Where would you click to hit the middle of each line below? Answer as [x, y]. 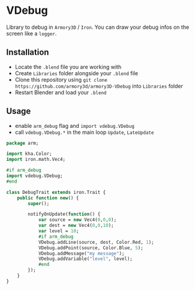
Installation [28, 53]
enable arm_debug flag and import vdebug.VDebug [75, 125]
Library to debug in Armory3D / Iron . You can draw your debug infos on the [98, 27]
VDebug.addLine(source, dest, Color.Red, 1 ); [96, 242]
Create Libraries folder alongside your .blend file [76, 73]
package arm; [22, 143]
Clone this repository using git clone [61, 79]
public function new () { [48, 198]
